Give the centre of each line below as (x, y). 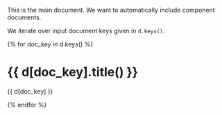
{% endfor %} (27, 105)
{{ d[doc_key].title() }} (73, 72)
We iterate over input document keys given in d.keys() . (86, 31)
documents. (24, 17)
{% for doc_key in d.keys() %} (50, 44)
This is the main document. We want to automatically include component (111, 10)
